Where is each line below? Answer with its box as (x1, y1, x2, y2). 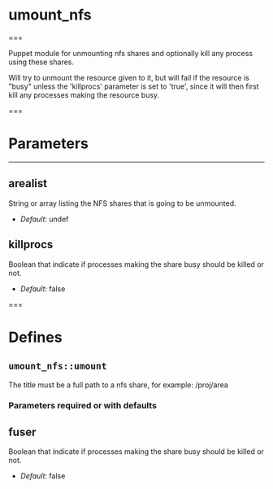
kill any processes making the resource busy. (8, 90, 160, 99)
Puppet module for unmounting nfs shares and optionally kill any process (8, 48, 253, 58)
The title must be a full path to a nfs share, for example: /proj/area (8, 380, 229, 390)
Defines (8, 328, 63, 347)
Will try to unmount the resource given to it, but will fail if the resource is (8, 72, 249, 82)
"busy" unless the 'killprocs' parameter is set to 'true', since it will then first (8, 81, 259, 91)
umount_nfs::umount (8, 360, 107, 372)
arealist (8, 177, 47, 190)
